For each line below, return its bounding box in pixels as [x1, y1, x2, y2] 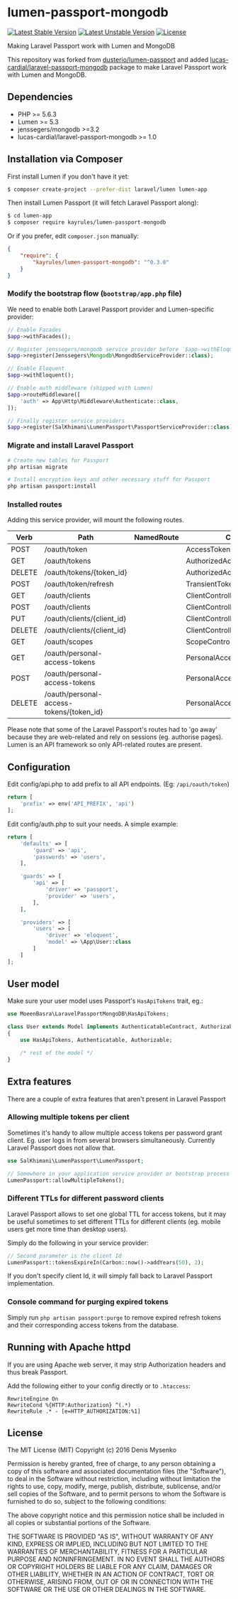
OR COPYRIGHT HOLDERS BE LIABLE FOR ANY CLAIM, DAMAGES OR [7, 1563, 212, 1571]
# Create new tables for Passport [7, 456, 110, 464]
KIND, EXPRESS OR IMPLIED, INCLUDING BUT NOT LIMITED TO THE [7, 1540, 208, 1549]
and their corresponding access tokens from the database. [7, 1320, 179, 1329]
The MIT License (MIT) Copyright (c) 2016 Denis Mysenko [7, 1445, 177, 1454]
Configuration [7, 761, 71, 773]
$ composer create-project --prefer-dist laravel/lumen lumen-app [7, 185, 208, 193]
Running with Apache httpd [7, 1341, 131, 1354]
